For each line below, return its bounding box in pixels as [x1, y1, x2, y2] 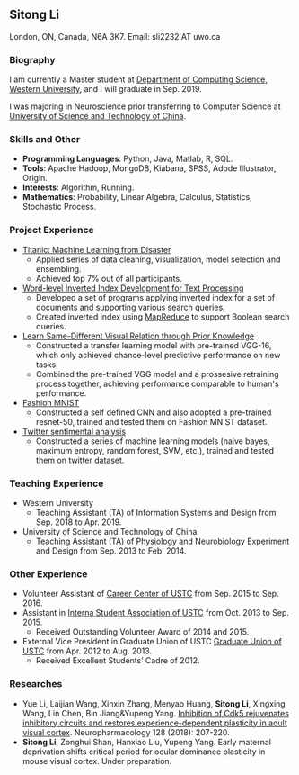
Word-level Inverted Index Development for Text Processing [22, 283, 244, 293]
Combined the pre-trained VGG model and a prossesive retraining [35, 368, 280, 379]
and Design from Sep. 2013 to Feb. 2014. [35, 545, 187, 556]
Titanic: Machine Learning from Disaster [22, 244, 171, 255]
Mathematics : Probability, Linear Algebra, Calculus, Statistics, [22, 192, 253, 203]
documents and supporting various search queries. [35, 302, 226, 312]
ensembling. [35, 263, 83, 274]
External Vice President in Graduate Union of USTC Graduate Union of [22, 636, 283, 647]
